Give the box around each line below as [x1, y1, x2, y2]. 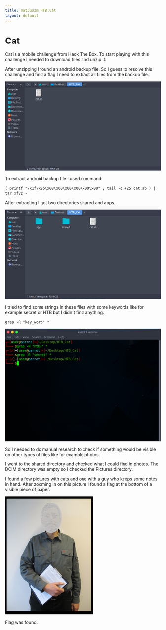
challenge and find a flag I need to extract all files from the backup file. [5, 72, 149, 78]
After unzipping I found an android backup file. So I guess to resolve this [5, 66, 152, 72]
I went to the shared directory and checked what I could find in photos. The [5, 461, 159, 467]
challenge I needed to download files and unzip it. [5, 57, 107, 63]
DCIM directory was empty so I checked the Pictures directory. [5, 466, 133, 472]
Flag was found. [5, 619, 38, 625]
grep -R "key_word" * [5, 320, 50, 325]
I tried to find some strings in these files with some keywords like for [5, 304, 144, 310]
